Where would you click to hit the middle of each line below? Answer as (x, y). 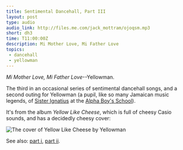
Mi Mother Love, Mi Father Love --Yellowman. (61, 77)
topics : (15, 50)
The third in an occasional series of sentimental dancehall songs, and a (91, 88)
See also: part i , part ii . (33, 141)
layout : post (22, 17)
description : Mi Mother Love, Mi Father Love (62, 44)
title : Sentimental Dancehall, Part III (56, 11)
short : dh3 (19, 33)
